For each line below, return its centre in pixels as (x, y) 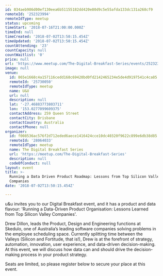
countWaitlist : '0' (25, 55)
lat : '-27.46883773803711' (37, 104)
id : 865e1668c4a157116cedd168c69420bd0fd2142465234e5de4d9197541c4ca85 (83, 77)
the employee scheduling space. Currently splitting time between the (74, 234)
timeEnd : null (19, 32)
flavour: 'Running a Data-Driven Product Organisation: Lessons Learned (77, 209)
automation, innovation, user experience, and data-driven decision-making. (81, 244)
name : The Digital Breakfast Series (46, 150)
